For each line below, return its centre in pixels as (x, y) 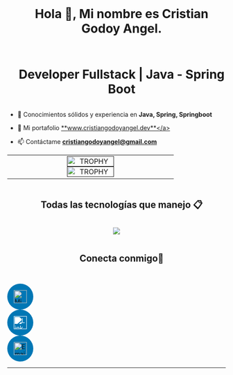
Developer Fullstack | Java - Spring (122, 74)
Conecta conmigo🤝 (122, 258)
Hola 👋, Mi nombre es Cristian (122, 14)
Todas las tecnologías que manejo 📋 (122, 205)
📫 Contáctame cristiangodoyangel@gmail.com (87, 141)
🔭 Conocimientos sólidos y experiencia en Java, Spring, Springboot (115, 114)
